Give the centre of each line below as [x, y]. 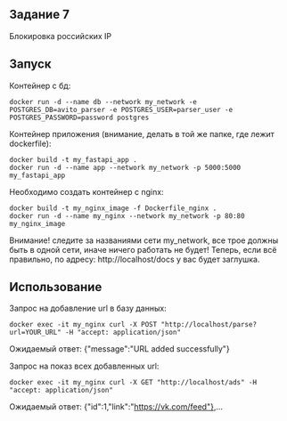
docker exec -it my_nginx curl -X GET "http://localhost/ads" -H [133, 383]
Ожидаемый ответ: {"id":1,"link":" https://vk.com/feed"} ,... [116, 407]
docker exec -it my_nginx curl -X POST [83, 325]
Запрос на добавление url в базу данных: [88, 308]
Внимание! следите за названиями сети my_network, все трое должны [144, 240]
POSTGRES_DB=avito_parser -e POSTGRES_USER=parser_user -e [121, 109]
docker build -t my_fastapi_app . [74, 159]
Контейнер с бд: [40, 85]
